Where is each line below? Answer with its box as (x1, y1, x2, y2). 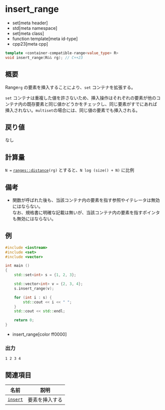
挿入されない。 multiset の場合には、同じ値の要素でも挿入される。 (5, 107, 140, 113)
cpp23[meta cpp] (12, 41, 49, 47)
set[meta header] (12, 20, 48, 26)
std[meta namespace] (12, 25, 57, 31)
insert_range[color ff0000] (12, 331, 67, 337)
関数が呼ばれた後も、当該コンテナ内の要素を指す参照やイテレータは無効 (12, 197, 160, 203)
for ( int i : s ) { (14, 295, 52, 300)
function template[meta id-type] (12, 36, 78, 42)
